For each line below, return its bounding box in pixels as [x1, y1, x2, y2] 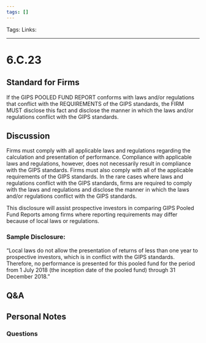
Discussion [6, 131, 50, 141]
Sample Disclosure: [6, 233, 66, 241]
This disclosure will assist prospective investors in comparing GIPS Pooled [6, 205, 194, 212]
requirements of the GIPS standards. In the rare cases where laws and [6, 173, 184, 181]
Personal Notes [6, 311, 66, 322]
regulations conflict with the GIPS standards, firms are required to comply [6, 179, 192, 187]
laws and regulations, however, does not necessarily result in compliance [6, 160, 191, 167]
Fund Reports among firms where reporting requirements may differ [6, 211, 178, 218]
